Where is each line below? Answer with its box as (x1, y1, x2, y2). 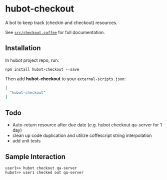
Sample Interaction (5, 152, 66, 161)
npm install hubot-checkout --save (5, 67, 79, 72)
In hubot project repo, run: (5, 57, 59, 63)
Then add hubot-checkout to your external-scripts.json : (5, 76, 126, 82)
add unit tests (12, 138, 41, 144)
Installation (5, 44, 41, 53)
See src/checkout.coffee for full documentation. (5, 29, 105, 35)
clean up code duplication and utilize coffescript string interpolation (12, 132, 152, 138)
